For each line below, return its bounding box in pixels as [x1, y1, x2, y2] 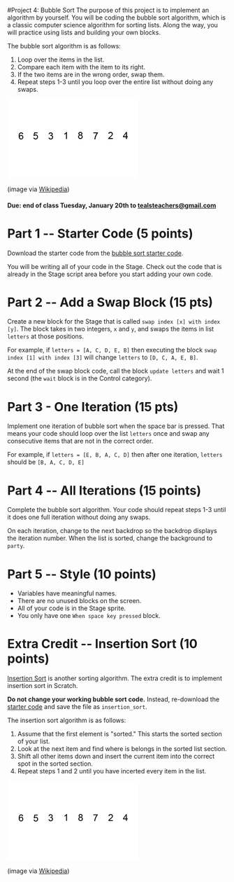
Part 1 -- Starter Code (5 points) [7, 226, 193, 241]
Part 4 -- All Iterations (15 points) [7, 483, 201, 498]
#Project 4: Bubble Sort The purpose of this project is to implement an [7, 6, 210, 14]
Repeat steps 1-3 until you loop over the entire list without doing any [17, 78, 214, 86]
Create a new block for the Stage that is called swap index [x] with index [7, 317, 221, 326]
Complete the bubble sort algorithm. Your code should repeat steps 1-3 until [7, 506, 226, 514]
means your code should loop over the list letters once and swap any [7, 429, 210, 438]
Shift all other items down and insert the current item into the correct [17, 752, 215, 761]
